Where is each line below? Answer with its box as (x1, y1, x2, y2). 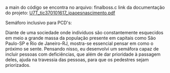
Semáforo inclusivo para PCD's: (5, 20, 72, 26)
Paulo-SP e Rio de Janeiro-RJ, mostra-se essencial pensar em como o (5, 40, 154, 46)
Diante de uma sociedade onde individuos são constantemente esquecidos (5, 30, 163, 35)
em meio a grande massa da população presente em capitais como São (5, 35, 156, 41)
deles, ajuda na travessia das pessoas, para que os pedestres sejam (5, 57, 149, 63)
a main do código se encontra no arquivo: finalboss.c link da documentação (5, 5, 165, 10)
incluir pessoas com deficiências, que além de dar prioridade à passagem (5, 51, 161, 57)
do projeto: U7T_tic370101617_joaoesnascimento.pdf (5, 10, 115, 16)
